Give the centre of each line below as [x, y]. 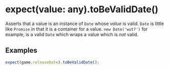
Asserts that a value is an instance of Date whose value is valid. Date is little [85, 24]
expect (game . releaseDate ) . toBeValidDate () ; [52, 62]
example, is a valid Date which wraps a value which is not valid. [72, 34]
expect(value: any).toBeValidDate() [82, 9]
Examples [21, 50]
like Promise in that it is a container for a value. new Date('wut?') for [77, 29]
